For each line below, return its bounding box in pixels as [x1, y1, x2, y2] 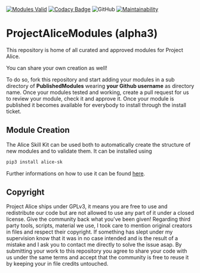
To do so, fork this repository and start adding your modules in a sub [6, 75, 175, 83]
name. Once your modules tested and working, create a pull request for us [6, 89, 189, 96]
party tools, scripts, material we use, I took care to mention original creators [6, 222, 193, 229]
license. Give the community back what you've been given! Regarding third [6, 216, 191, 223]
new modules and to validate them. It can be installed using [6, 147, 152, 154]
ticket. [6, 108, 22, 115]
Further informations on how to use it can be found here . [6, 169, 145, 177]
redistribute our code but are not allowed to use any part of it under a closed [6, 210, 194, 217]
